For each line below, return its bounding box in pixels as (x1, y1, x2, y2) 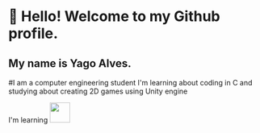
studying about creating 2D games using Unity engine (8, 86, 188, 96)
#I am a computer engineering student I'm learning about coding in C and (8, 78, 253, 87)
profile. (8, 24, 59, 43)
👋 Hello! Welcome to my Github (8, 7, 220, 26)
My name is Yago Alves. (8, 56, 132, 70)
